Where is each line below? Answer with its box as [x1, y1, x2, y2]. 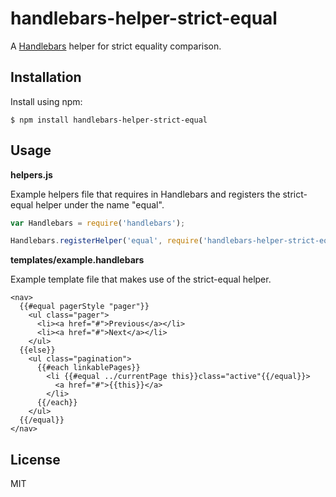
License [10, 451, 61, 468]
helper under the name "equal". [35, 198, 165, 211]
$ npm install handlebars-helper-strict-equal [10, 115, 208, 125]
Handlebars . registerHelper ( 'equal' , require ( [10, 236, 203, 246]
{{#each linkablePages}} [36, 363, 141, 373]
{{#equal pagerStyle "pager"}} [19, 302, 150, 312]
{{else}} [19, 345, 56, 356]
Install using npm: [10, 95, 83, 107]
